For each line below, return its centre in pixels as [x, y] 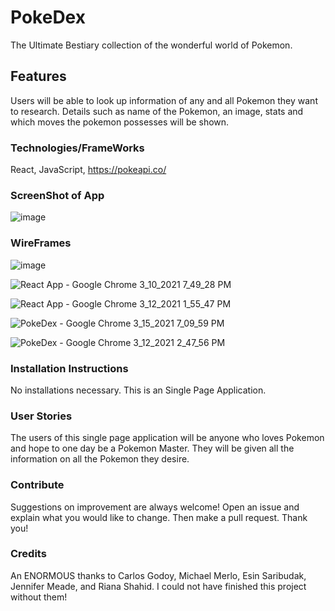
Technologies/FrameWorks [77, 148]
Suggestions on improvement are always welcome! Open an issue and [155, 507]
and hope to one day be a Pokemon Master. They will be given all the [152, 448]
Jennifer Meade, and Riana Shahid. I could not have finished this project [158, 586]
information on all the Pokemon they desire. [100, 459]
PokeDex [48, 17]
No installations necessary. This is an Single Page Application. [138, 390]
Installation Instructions [69, 368]
